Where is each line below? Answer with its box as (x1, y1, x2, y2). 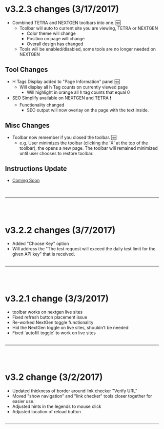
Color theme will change (26, 30, 76, 36)
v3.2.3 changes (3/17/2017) (5, 3, 120, 15)
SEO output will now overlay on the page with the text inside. (26, 107, 149, 113)
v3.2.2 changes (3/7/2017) (5, 224, 116, 236)
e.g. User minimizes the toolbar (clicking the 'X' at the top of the (19, 140, 148, 146)
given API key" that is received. (12, 251, 75, 257)
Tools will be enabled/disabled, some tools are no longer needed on (19, 46, 156, 52)
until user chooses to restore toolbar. (19, 150, 94, 156)
